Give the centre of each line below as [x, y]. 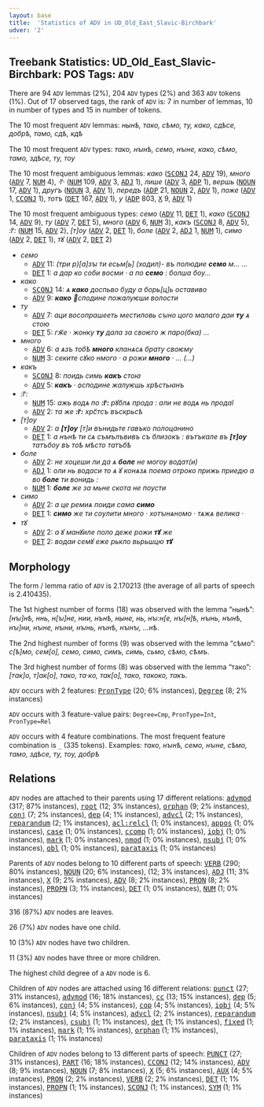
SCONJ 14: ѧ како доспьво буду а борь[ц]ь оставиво [119, 290]
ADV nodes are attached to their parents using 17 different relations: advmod [130, 798]
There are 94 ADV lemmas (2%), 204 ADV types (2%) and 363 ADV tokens [125, 93]
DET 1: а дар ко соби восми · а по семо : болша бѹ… [121, 273]
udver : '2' [27, 30]
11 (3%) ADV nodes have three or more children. [85, 957]
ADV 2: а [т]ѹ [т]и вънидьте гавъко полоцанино [113, 428]
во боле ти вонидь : [65, 479]
